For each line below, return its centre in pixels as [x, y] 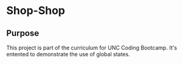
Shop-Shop [36, 11]
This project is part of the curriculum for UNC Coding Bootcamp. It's [92, 48]
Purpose [23, 33]
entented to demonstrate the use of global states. [68, 54]
